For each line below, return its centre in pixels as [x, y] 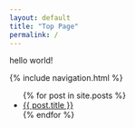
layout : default [40, 18]
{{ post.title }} [48, 105]
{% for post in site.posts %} [74, 95]
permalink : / [34, 34]
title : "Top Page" [44, 26]
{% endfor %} [48, 115]
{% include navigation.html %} [67, 78]
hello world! [31, 61]
